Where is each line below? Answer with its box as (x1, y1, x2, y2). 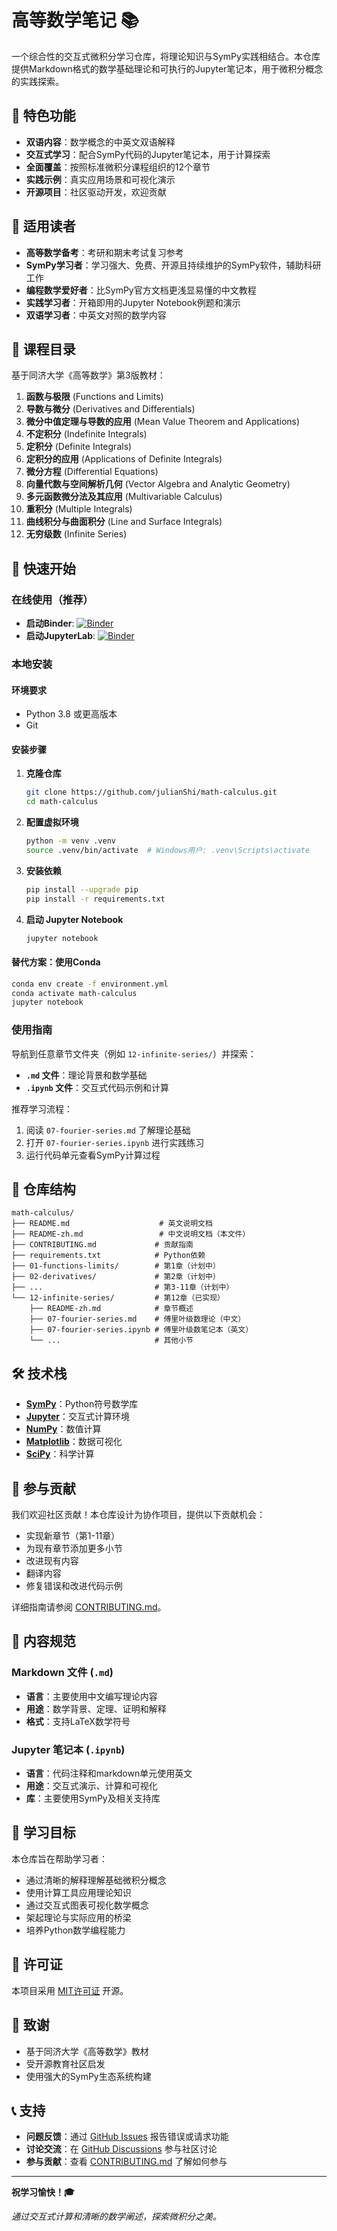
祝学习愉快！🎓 (11, 2186, 75, 2198)
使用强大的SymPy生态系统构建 (25, 2070, 152, 2082)
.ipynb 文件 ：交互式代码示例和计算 (25, 1081, 170, 1093)
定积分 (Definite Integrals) (25, 441, 133, 453)
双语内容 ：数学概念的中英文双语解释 (25, 136, 176, 148)
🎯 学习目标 (11, 1824, 76, 1841)
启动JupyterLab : (25, 630, 96, 642)
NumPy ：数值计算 (25, 1423, 102, 1435)
